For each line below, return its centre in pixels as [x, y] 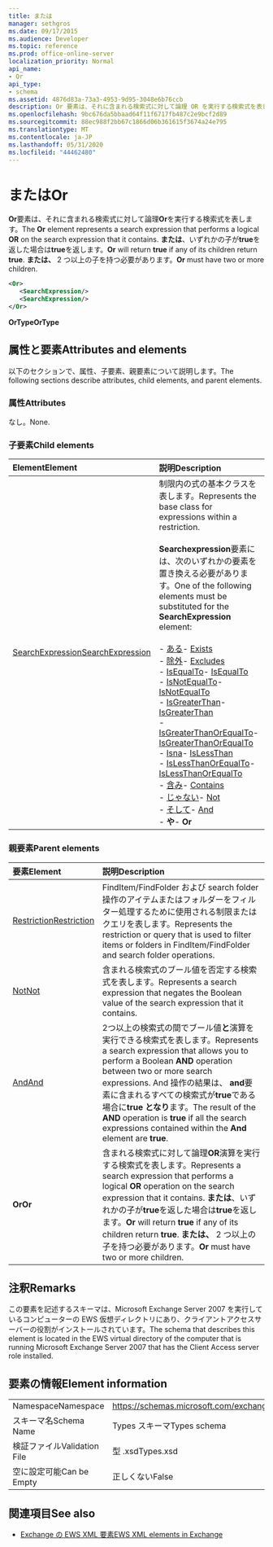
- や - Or [175, 822]
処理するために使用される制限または [188, 911]
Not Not [26, 990]
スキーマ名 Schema [49, 1421]
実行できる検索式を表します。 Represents [180, 1040]
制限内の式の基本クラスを [208, 484]
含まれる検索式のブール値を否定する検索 [180, 970]
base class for [186, 507]
